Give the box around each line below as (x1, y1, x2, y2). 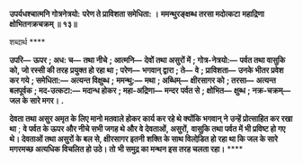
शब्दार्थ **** (9, 37, 46, 47)
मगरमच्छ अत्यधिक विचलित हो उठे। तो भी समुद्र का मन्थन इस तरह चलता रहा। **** (9, 144, 244, 154)
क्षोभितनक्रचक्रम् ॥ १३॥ (9, 19, 78, 29)
